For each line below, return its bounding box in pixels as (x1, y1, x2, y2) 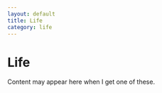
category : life (7, 23, 53, 31)
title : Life (7, 17, 43, 24)
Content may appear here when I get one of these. (7, 77, 155, 86)
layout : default (7, 10, 55, 18)
